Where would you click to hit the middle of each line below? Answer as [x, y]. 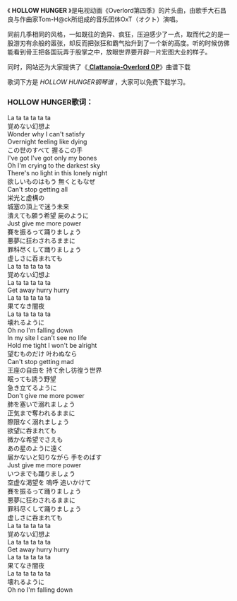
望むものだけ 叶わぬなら [42, 354]
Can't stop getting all [38, 189]
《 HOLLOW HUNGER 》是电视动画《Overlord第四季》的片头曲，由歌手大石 [114, 10]
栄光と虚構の [26, 198]
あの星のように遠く [35, 448]
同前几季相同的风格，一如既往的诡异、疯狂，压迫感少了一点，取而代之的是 [115, 34]
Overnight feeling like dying [47, 142]
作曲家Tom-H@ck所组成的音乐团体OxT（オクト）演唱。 [101, 19]
